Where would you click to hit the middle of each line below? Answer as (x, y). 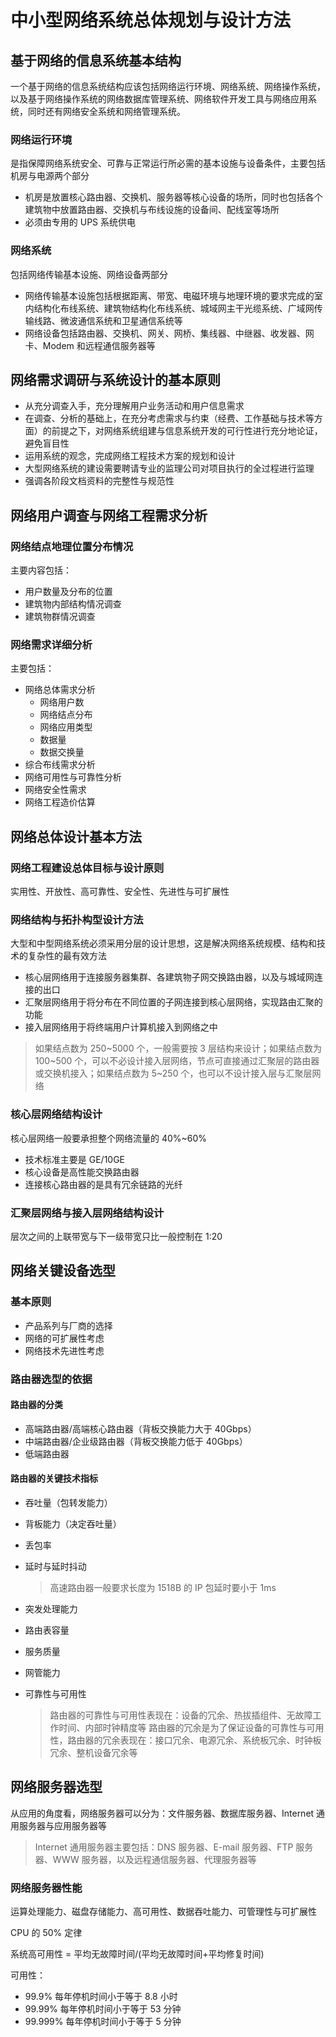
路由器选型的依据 (51, 1379)
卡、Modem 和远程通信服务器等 (90, 345)
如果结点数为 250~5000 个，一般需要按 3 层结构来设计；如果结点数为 (178, 1048)
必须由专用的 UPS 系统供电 (80, 222)
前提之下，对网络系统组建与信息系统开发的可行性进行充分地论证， (187, 431)
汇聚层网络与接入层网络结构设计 (87, 1213)
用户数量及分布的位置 (68, 592)
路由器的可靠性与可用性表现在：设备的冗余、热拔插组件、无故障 (181, 1715)
